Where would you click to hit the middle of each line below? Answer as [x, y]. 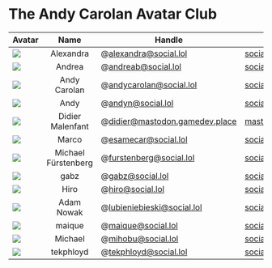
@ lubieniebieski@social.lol [151, 207]
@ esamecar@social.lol [144, 139]
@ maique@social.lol [139, 225]
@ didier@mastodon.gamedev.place [169, 121]
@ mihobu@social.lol [140, 238]
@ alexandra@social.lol [144, 53]
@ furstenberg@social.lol [148, 157]
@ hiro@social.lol [132, 189]
